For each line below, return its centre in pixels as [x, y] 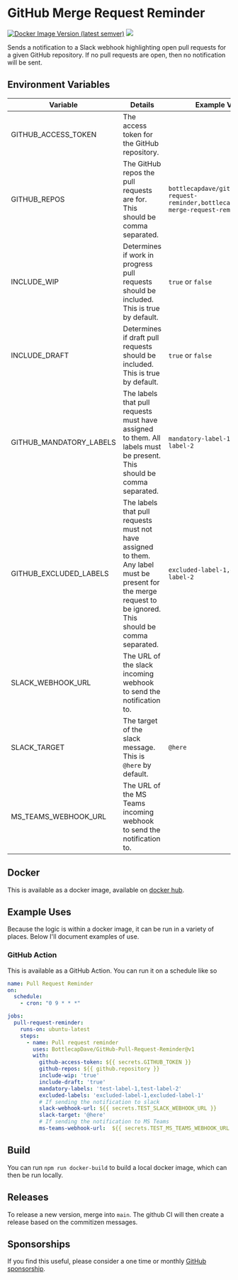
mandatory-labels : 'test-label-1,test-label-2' [110, 1088]
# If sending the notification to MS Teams [104, 1122]
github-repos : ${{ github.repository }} [99, 1069]
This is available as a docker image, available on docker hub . [96, 890]
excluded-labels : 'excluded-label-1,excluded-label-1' [121, 1095]
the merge [140, 591]
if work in [138, 255]
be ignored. [142, 609]
